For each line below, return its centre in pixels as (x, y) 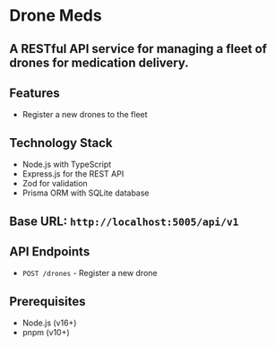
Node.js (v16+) (49, 323)
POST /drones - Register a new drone (90, 273)
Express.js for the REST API (73, 174)
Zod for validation (55, 184)
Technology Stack (61, 143)
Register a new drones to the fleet (85, 115)
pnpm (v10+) (46, 333)
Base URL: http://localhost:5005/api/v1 (124, 221)
